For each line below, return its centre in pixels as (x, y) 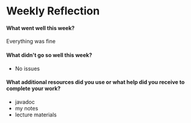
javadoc (25, 102)
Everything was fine (31, 41)
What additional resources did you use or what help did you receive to (95, 82)
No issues (27, 68)
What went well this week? (41, 28)
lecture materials (36, 115)
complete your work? (33, 89)
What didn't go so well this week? (49, 55)
